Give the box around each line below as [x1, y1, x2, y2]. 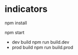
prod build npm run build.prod [11, 44, 74, 50]
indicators [4, 3, 48, 15]
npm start [4, 29, 25, 35]
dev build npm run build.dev [11, 39, 70, 45]
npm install [4, 20, 27, 26]
